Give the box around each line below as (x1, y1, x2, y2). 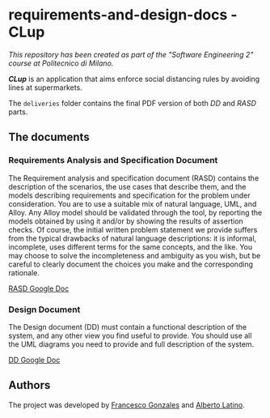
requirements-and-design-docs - (8, 6, 238, 24)
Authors (8, 378, 51, 392)
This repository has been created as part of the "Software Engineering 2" (8, 49, 254, 59)
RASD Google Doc (8, 284, 70, 293)
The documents (8, 130, 91, 144)
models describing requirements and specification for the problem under (8, 190, 251, 200)
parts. (8, 107, 28, 117)
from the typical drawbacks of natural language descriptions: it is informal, (8, 233, 257, 243)
